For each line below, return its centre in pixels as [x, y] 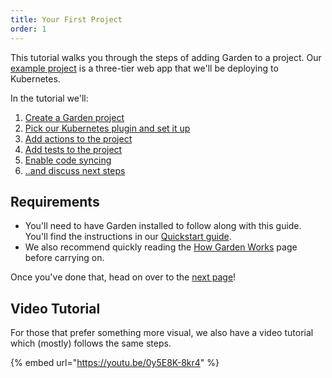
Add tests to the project [73, 149]
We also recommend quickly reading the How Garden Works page [161, 247]
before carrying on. [64, 258]
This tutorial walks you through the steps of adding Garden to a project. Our [166, 57]
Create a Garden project [74, 117]
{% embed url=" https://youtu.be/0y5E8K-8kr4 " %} [115, 363]
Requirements [55, 201]
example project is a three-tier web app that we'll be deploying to [144, 68]
